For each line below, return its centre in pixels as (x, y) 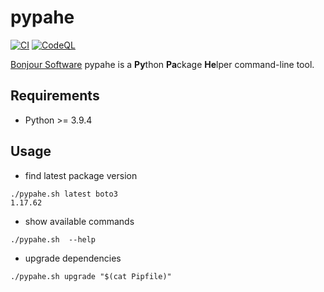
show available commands (79, 221)
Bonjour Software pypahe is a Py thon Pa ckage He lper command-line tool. (162, 64)
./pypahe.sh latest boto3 (64, 194)
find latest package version (81, 175)
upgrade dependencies (73, 258)
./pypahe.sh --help (53, 239)
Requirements (55, 96)
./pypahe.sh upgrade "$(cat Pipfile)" (91, 276)
